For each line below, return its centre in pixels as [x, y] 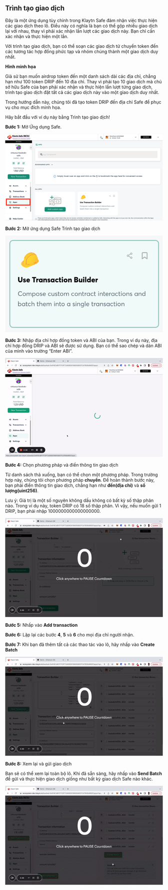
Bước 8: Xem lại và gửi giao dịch [38, 763]
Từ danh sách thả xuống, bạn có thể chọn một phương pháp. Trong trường [82, 475]
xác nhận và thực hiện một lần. [37, 36]
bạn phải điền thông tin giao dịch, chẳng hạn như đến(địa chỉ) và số [75, 485]
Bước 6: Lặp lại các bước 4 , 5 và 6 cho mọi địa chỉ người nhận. [70, 634]
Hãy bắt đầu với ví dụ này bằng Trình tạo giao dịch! [57, 117]
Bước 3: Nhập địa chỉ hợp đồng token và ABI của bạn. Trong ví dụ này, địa [81, 340]
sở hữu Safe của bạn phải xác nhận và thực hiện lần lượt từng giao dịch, [79, 87]
